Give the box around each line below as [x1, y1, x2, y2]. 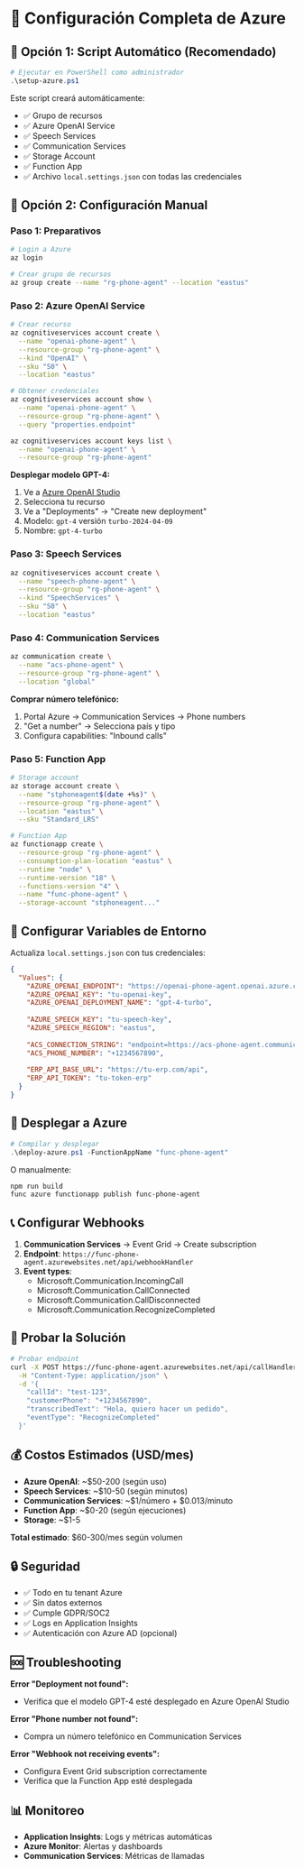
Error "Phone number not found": [10, 1714, 139, 1725]
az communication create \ [10, 652, 112, 661]
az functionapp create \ [10, 840, 104, 849]
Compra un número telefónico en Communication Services [23, 1731, 242, 1742]
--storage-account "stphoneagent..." [18, 898, 161, 907]
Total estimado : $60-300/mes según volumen [10, 1532, 183, 1542]
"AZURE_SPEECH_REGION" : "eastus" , [26, 1024, 156, 1033]
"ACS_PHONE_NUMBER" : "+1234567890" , [26, 1048, 165, 1058]
